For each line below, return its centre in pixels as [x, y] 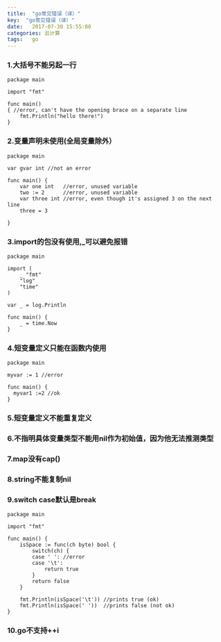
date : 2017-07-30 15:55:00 [49, 26]
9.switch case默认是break [52, 500]
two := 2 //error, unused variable [79, 192]
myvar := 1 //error [35, 375]
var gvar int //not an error [49, 168]
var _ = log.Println [37, 305]
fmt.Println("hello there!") [62, 116]
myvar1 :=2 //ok [37, 393]
